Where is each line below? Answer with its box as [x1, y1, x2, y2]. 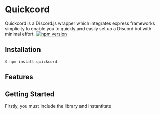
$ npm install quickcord [5, 59, 57, 64]
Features [5, 73, 33, 81]
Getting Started [5, 90, 55, 98]
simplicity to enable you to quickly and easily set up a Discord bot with [5, 25, 152, 31]
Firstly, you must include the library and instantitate [5, 103, 112, 109]
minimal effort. [5, 31, 35, 37]
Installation [5, 45, 41, 54]
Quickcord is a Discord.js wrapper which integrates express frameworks [5, 20, 155, 26]
